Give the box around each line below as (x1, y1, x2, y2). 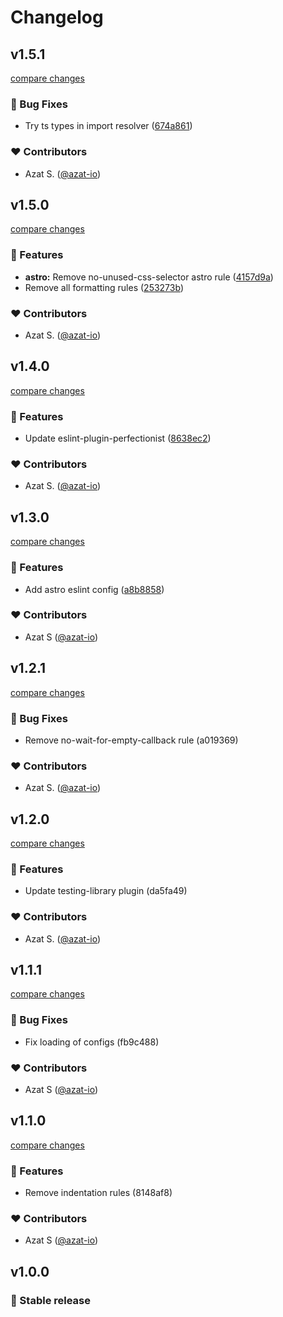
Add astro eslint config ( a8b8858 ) (24, 583, 165, 595)
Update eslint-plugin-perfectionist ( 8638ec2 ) (24, 432, 212, 445)
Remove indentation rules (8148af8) (24, 1187, 173, 1199)
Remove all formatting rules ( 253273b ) (24, 281, 184, 293)
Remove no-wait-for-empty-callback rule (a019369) (24, 734, 239, 746)
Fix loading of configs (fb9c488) (24, 1036, 160, 1048)
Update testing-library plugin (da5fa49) (24, 885, 188, 897)
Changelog (10, 6, 104, 29)
